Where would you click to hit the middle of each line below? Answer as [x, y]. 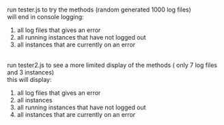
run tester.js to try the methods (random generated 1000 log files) [99, 10]
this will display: [30, 80]
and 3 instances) [31, 72]
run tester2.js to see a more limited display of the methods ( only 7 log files [112, 65]
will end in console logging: [45, 17]
